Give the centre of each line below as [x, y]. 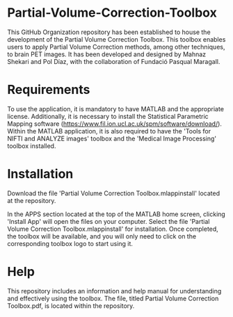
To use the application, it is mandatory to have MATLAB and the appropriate [116, 108]
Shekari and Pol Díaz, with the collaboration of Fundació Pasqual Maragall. [114, 61]
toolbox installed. [32, 146]
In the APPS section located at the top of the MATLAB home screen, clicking [116, 214]
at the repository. [32, 200]
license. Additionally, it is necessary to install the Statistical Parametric [108, 116]
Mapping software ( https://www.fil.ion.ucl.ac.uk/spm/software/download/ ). [115, 124]
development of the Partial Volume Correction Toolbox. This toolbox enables [116, 39]
